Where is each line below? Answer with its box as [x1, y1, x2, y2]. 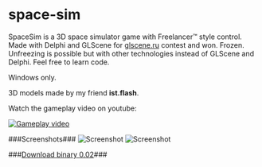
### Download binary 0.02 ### [8, 150, 108, 159]
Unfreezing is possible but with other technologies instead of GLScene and [8, 49, 255, 58]
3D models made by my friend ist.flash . [8, 87, 139, 97]
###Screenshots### [8, 134, 76, 144]
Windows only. [8, 72, 57, 82]
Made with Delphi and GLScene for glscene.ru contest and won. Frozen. [8, 40, 244, 49]
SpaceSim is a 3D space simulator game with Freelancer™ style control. [8, 32, 243, 41]
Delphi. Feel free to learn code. [8, 57, 110, 67]
